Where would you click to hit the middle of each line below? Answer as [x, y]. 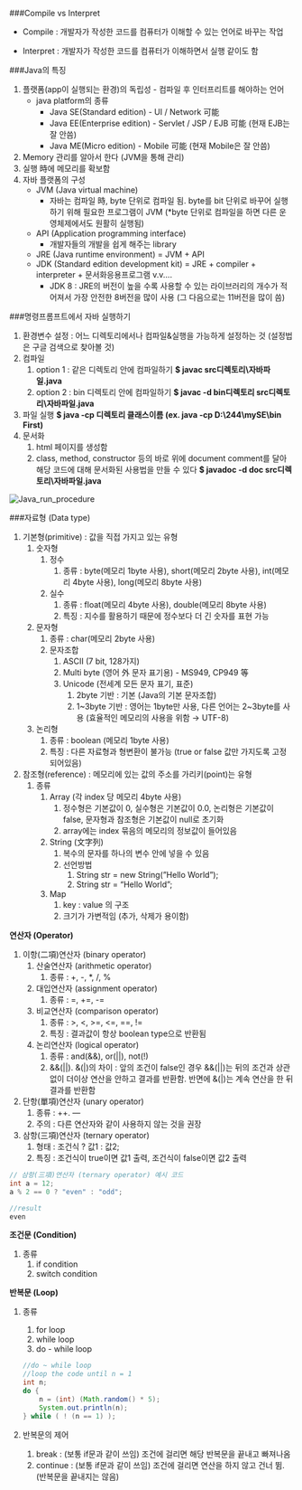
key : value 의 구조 [96, 905]
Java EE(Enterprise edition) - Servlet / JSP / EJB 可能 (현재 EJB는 [169, 123]
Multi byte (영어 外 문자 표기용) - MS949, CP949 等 [156, 672]
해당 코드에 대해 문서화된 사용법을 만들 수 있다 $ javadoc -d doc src [156, 470]
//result [26, 1208]
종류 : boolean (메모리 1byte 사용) [109, 740]
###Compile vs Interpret [55, 13]
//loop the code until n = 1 [77, 1374]
